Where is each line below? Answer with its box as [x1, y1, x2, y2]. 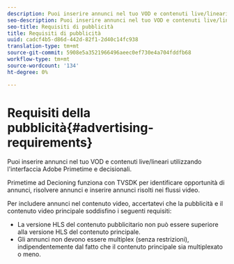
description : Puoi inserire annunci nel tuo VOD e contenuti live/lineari [7, 10, 229, 17]
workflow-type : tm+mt [7, 56, 70, 63]
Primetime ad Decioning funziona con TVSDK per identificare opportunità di [7, 179, 225, 187]
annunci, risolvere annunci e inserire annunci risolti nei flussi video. [7, 186, 201, 194]
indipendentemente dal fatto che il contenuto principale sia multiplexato [17, 242, 223, 251]
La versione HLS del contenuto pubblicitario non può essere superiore [17, 221, 219, 229]
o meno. [17, 250, 42, 258]
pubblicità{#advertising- [7, 119, 154, 135]
